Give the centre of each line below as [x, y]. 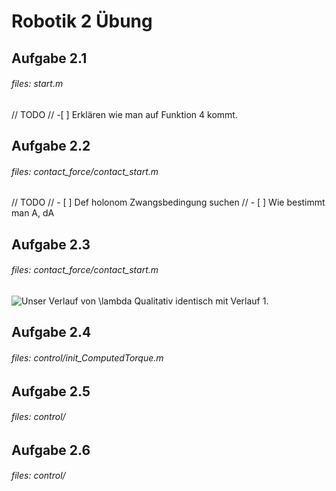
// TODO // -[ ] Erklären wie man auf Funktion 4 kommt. [124, 114]
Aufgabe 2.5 [51, 391]
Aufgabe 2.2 [51, 146]
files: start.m [37, 84]
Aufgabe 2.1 [49, 58]
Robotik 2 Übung [82, 21]
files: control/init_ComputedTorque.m [87, 357]
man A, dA [33, 213]
